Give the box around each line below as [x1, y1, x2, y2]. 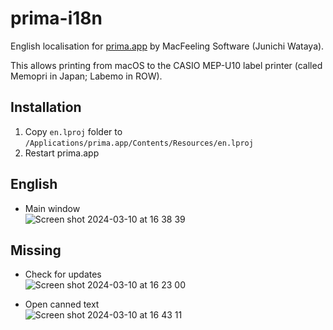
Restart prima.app [24, 147, 100, 159]
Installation [10, 99, 82, 116]
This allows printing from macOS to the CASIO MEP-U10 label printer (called [10, 59, 323, 71]
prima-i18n [10, 7, 103, 30]
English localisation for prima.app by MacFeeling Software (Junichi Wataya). [10, 40, 325, 52]
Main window [24, 202, 81, 214]
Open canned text [24, 298, 100, 311]
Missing [10, 242, 62, 259]
